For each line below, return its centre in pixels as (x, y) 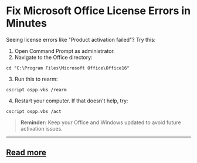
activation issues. (41, 128)
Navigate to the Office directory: (53, 57)
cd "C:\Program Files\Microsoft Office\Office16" (68, 68)
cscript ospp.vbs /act (34, 111)
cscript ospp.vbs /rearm (36, 89)
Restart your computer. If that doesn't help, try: (71, 101)
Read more (26, 153)
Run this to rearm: (36, 79)
